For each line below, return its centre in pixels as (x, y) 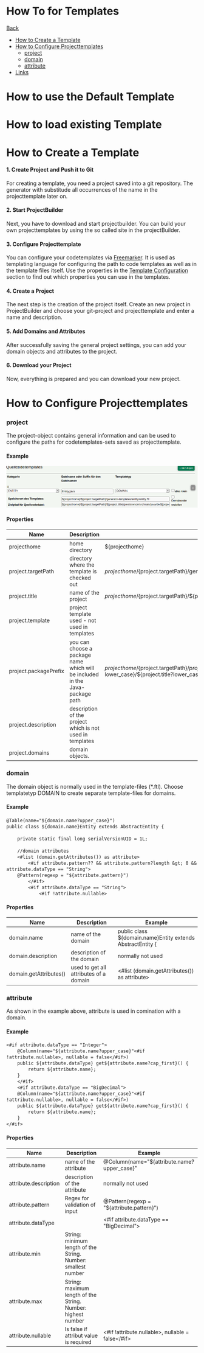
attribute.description (34, 1183)
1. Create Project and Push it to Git (50, 170)
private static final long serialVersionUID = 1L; (83, 839)
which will (82, 668)
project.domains (29, 752)
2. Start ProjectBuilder (35, 210)
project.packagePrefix (37, 671)
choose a (81, 648)
